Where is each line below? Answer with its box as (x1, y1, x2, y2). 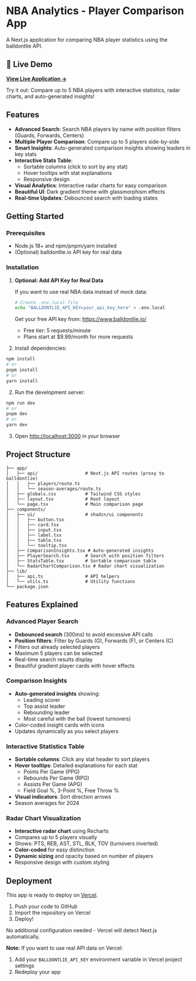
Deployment (6, 876, 52, 886)
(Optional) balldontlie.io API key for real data (14, 248, 122, 256)
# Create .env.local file (14, 299, 78, 306)
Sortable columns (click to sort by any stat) (23, 163, 128, 170)
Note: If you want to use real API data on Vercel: (6, 944, 123, 952)
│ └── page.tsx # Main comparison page (6, 501, 144, 507)
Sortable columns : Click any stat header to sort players (14, 755, 150, 763)
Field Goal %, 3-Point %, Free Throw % (23, 787, 119, 794)
